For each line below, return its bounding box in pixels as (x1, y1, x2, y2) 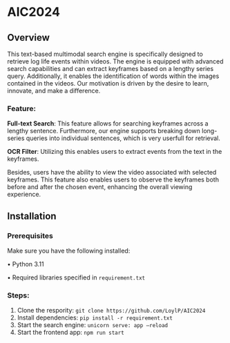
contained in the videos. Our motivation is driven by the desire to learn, (7, 79, 209, 87)
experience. (7, 190, 41, 199)
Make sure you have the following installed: (7, 246, 131, 255)
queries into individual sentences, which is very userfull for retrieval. (26, 134, 221, 142)
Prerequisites (7, 231, 53, 240)
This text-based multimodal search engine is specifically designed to (7, 50, 204, 58)
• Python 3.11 (7, 259, 44, 268)
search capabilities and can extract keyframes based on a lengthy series (7, 65, 214, 72)
